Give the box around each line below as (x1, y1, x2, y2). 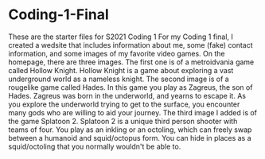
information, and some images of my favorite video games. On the (8, 48, 225, 58)
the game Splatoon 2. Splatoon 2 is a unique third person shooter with (8, 116, 238, 126)
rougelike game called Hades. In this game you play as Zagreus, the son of (8, 82, 253, 92)
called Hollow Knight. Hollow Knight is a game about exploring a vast (8, 65, 234, 75)
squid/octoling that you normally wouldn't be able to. (8, 142, 181, 151)
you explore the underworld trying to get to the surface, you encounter (8, 99, 240, 109)
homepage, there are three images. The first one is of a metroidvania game (8, 57, 255, 67)
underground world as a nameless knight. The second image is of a (8, 74, 229, 83)
